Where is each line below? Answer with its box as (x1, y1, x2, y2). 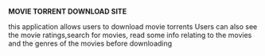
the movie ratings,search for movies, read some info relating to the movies (8, 31, 252, 39)
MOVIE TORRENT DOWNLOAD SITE (8, 7, 127, 16)
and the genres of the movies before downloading (8, 39, 173, 48)
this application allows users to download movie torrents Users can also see (8, 22, 258, 31)
